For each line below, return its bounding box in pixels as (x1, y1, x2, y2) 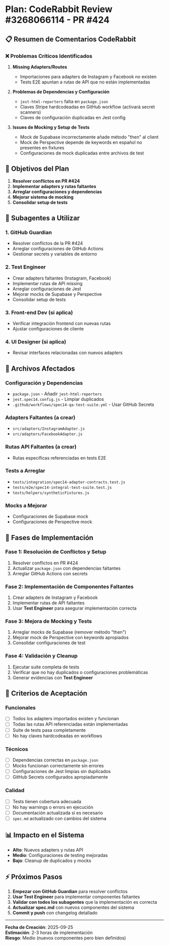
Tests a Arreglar (5, 467, 45, 474)
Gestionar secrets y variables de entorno (12, 251, 97, 257)
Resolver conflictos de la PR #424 (12, 240, 83, 246)
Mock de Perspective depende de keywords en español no (20, 139, 142, 145)
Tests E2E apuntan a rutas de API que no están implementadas (20, 79, 150, 85)
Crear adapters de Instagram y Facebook (12, 594, 98, 600)
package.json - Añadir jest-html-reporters (12, 391, 102, 397)
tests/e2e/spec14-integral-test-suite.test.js (12, 485, 112, 490)
